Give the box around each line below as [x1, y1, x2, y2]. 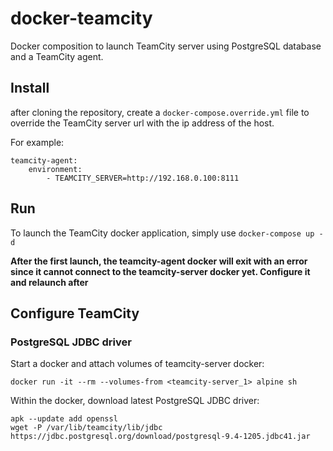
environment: [28, 164, 83, 174]
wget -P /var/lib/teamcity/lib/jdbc [10, 423, 163, 433]
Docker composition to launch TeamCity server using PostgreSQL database [10, 40, 322, 52]
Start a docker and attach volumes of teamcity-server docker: [10, 358, 265, 370]
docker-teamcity [10, 7, 153, 30]
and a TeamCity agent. [10, 50, 104, 62]
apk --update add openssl [10, 414, 118, 424]
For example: [10, 136, 65, 148]
